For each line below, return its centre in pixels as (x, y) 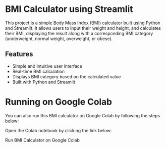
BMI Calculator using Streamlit (69, 9)
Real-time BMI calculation (38, 71)
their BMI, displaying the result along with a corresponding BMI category (79, 33)
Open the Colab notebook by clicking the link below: (58, 130)
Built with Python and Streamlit (44, 82)
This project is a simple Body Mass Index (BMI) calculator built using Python (83, 23)
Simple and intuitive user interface (47, 66)
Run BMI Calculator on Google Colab (43, 140)
